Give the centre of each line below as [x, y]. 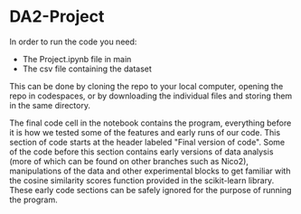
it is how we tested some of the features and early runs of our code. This [145, 132]
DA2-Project [57, 17]
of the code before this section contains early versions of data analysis [141, 152]
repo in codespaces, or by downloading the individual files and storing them [151, 96]
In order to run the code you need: [73, 42]
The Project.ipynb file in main [77, 59]
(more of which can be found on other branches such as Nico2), [129, 161]
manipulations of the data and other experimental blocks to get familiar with [150, 171]
